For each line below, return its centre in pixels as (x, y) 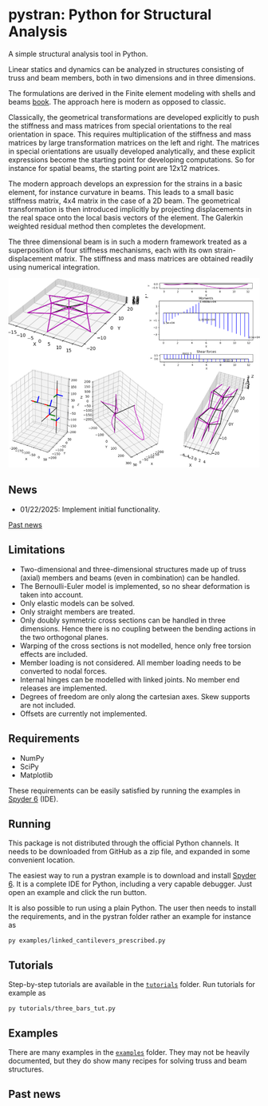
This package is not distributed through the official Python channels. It (124, 843)
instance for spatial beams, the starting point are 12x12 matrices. (114, 168)
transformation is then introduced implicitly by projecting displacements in (130, 209)
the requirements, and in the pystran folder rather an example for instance (130, 917)
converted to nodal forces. (63, 671)
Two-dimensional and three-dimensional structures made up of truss (133, 569)
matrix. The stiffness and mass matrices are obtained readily (154, 258)
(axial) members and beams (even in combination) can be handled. (130, 578)
